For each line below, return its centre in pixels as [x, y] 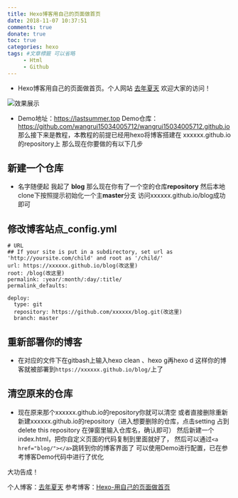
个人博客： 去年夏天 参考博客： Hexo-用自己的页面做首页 [89, 487]
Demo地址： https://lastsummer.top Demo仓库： [88, 118]
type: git [28, 304]
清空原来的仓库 [40, 394]
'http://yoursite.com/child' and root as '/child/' [85, 258]
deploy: [19, 298]
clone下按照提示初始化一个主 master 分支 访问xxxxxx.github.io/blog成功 [121, 196]
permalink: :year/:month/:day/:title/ [65, 280]
